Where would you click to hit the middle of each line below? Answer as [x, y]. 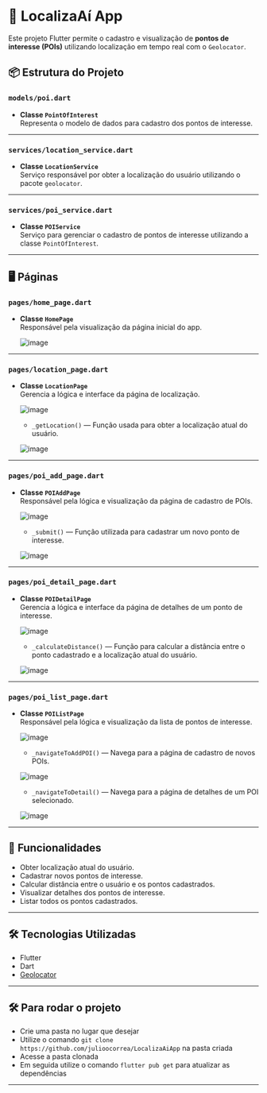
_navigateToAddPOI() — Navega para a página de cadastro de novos [143, 753]
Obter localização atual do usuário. [77, 867]
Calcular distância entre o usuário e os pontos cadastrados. [117, 884]
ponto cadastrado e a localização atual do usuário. [114, 655]
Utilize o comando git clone [66, 1039]
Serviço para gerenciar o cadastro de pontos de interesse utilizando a [134, 235]
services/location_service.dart [71, 150]
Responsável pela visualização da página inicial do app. [111, 327]
